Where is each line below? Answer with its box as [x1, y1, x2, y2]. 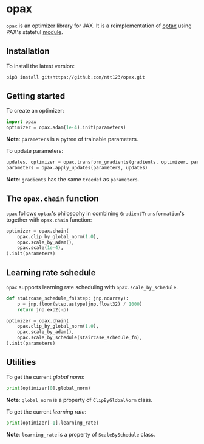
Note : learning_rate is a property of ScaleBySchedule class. [6, 431, 155, 438]
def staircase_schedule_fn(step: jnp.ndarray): [6, 295, 129, 301]
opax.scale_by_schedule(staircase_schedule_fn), [17, 334, 143, 341]
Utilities [6, 357, 36, 367]
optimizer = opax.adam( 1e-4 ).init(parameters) [6, 124, 126, 131]
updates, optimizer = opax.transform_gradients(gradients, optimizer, [6, 159, 189, 166]
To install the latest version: [6, 62, 75, 69]
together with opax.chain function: [6, 216, 92, 224]
